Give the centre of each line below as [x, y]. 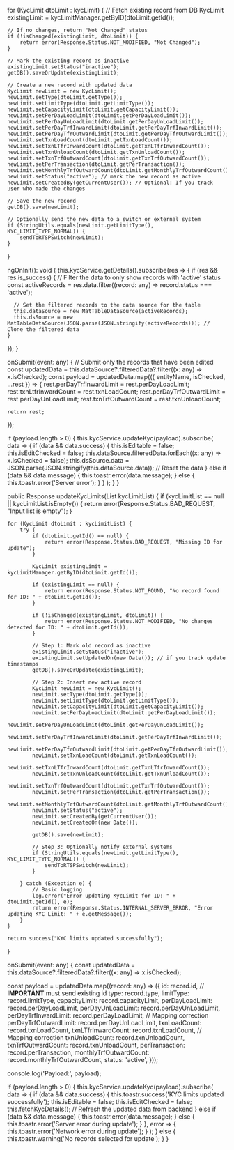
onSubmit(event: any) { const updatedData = [71, 965]
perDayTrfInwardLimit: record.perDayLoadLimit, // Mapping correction [108, 1015]
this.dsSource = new [43, 317]
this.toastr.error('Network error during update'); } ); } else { [92, 1131]
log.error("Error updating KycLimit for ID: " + [104, 896]
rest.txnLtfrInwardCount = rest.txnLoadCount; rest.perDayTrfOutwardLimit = [117, 392]
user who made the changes [46, 189]
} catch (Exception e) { [56, 884]
